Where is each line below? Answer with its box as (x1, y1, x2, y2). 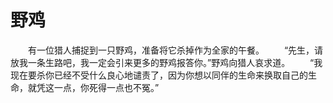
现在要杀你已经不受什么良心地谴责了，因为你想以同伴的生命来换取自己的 (10, 69, 308, 81)
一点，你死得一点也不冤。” (53, 81, 160, 93)
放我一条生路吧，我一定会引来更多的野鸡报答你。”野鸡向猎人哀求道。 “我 (10, 56, 323, 68)
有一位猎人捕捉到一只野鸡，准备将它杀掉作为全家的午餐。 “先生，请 (27, 44, 324, 56)
